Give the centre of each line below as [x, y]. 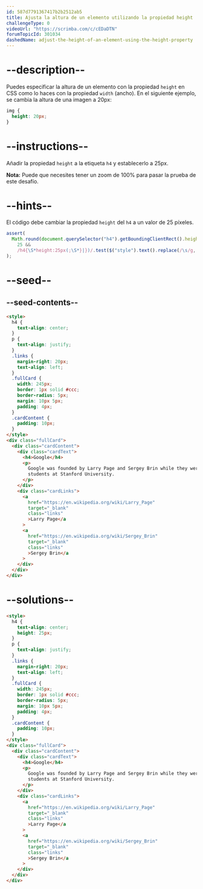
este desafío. [23, 181]
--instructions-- [47, 146]
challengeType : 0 [28, 23]
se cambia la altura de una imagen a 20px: [59, 99]
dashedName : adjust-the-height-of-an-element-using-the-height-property [100, 40]
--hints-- [29, 206]
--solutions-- [40, 600]
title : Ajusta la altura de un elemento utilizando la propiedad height [100, 18]
